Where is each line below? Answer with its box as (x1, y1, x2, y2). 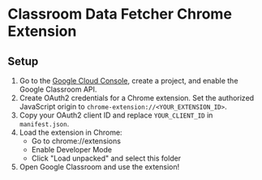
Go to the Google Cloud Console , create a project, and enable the (19, 76, 238, 85)
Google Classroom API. (19, 84, 97, 94)
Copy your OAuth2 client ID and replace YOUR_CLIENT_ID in (19, 110, 213, 120)
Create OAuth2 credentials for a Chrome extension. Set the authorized (19, 93, 255, 102)
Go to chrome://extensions (31, 136, 121, 146)
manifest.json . (19, 119, 70, 128)
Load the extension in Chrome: (19, 127, 122, 137)
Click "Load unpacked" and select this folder (31, 153, 182, 163)
